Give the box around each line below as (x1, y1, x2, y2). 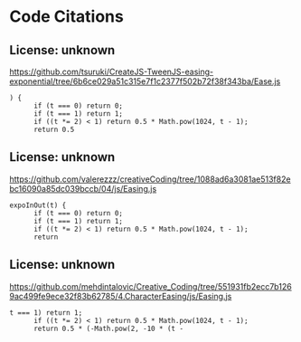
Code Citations (9, 6, 124, 27)
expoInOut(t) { (9, 201, 67, 210)
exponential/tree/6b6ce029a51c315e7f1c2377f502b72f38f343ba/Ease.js (9, 76, 281, 87)
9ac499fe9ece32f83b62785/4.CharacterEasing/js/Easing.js (9, 290, 232, 301)
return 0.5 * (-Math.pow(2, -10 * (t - (33, 324, 183, 333)
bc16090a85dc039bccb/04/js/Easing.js (9, 183, 157, 194)
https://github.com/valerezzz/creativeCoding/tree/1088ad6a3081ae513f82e (9, 174, 291, 185)
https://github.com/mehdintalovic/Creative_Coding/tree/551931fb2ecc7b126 (9, 280, 292, 291)
